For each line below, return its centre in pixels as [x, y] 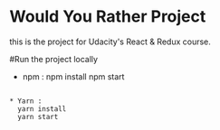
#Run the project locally [53, 59]
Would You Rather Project [108, 17]
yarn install [42, 109]
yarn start [38, 116]
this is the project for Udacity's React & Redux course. [110, 42]
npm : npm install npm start [73, 76]
